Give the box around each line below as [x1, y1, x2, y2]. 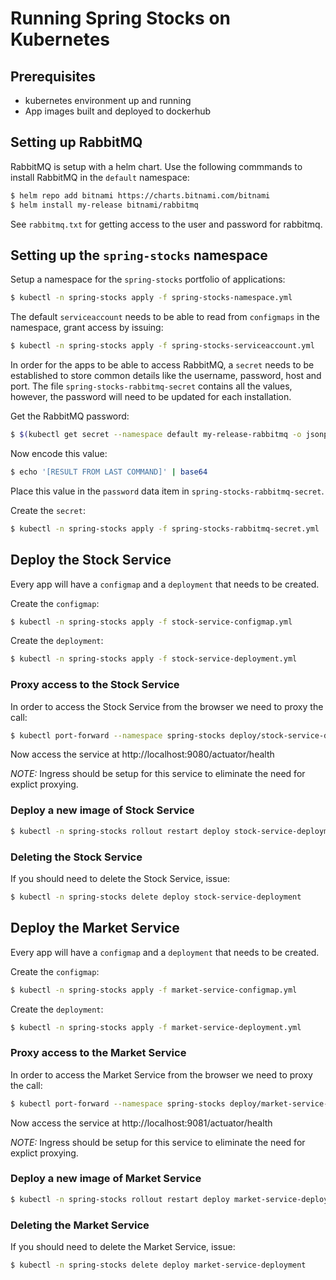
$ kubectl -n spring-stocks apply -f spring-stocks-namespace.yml [10, 293, 293, 303]
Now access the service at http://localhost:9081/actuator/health [10, 1117, 273, 1129]
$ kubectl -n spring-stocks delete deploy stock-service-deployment [10, 892, 302, 902]
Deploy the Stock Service [10, 552, 172, 569]
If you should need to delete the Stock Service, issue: [10, 872, 231, 884]
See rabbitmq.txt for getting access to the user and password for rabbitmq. [10, 218, 323, 230]
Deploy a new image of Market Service [10, 1172, 202, 1186]
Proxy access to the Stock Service [10, 678, 180, 692]
